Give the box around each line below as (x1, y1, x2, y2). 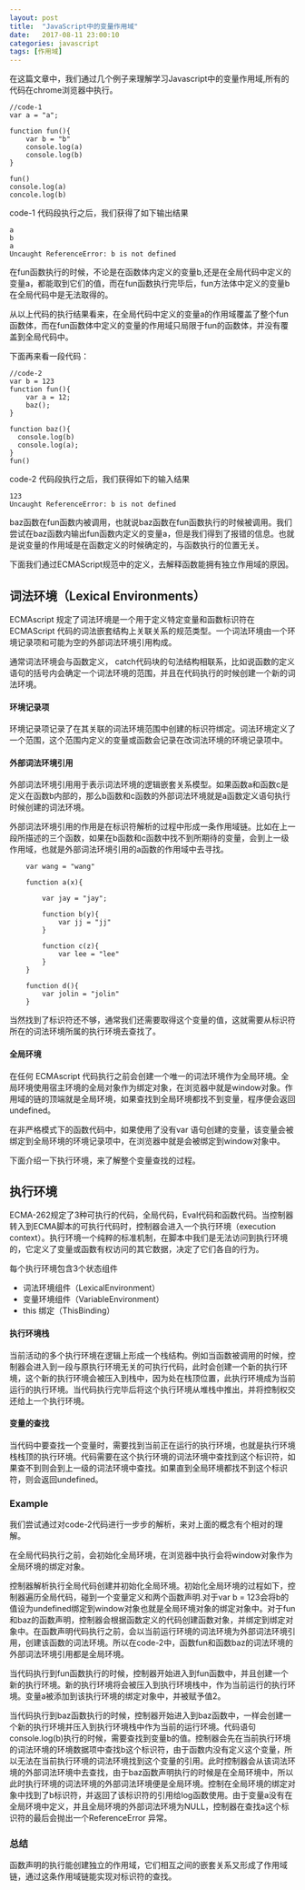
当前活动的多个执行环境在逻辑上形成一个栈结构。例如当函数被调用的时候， (9, 1349, 288, 1360)
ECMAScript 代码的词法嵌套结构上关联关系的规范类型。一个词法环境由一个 (9, 625, 288, 636)
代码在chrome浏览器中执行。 (9, 85, 118, 96)
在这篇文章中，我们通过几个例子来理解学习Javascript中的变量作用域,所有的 (9, 74, 290, 85)
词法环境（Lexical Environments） (9, 588, 206, 603)
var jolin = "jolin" (42, 989, 120, 999)
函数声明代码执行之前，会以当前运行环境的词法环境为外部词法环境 (40, 1626, 288, 1637)
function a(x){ (25, 878, 84, 887)
